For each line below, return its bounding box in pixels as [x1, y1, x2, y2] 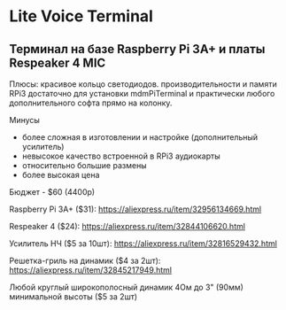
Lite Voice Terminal [9, 6, 153, 27]
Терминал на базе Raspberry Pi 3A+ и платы [9, 42, 266, 57]
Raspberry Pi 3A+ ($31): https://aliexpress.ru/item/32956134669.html [9, 204, 262, 214]
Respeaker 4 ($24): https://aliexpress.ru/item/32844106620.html [9, 221, 246, 231]
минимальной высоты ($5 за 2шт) [9, 291, 138, 302]
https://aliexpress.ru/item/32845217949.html [9, 265, 173, 275]
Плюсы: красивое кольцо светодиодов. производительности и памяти [9, 79, 277, 89]
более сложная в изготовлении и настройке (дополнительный [21, 132, 259, 143]
